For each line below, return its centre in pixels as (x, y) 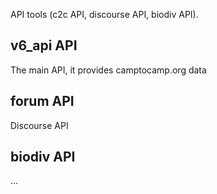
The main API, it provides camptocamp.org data (108, 70)
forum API (42, 101)
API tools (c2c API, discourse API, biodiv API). (104, 14)
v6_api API (44, 45)
